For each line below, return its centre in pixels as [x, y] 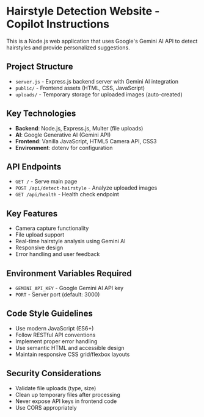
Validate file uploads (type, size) [56, 388]
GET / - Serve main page [46, 182]
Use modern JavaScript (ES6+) [54, 328]
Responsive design [39, 248]
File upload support [40, 235]
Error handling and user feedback [57, 254]
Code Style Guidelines [49, 314]
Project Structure [40, 67]
